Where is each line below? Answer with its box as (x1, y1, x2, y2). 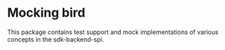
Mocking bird (7, 5, 86, 21)
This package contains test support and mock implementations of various (7, 28, 219, 36)
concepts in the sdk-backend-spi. (7, 35, 104, 43)
